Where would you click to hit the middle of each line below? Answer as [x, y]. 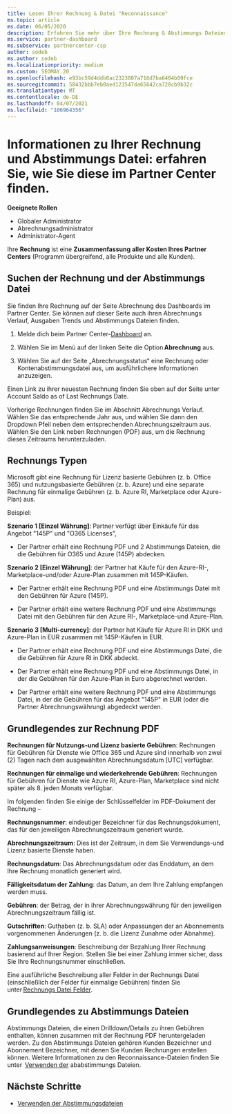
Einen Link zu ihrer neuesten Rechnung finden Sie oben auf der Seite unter [113, 389]
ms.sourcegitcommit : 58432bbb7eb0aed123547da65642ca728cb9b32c [100, 84]
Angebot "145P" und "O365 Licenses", [62, 533]
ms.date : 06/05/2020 [37, 26]
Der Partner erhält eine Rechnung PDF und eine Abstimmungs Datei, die [119, 650]
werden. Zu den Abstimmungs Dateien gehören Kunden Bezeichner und [109, 1043]
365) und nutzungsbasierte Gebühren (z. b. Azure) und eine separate [106, 484]
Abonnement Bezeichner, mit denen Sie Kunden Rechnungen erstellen [107, 1050]
